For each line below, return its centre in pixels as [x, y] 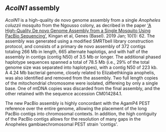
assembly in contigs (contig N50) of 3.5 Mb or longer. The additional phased [83, 57]
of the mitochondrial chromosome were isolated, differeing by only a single [82, 83]
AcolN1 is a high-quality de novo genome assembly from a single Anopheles [83, 20]
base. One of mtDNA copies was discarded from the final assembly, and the [83, 88]
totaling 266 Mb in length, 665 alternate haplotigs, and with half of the [77, 51]
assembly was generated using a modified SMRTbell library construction [79, 41]
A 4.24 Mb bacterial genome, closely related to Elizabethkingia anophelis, [80, 72]
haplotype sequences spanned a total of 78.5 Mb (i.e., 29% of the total [77, 62]
